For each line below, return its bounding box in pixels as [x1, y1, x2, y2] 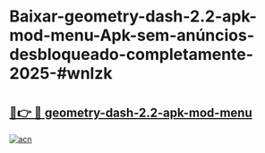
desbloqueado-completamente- [9, 45, 253, 64]
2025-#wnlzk [9, 64, 113, 84]
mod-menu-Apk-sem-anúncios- [9, 25, 255, 46]
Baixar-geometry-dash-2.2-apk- [9, 6, 257, 27]
